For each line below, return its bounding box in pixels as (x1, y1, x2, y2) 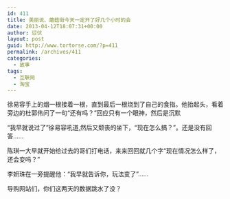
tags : (7, 67, 23, 74)
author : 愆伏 (7, 29, 43, 36)
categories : (7, 55, 41, 62)
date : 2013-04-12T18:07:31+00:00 (7, 23, 103, 30)
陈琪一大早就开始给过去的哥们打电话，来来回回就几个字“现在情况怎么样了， (7, 147, 221, 155)
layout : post (7, 36, 45, 43)
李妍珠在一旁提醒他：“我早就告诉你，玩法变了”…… (7, 170, 149, 178)
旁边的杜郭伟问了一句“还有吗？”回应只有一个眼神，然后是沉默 (7, 109, 181, 117)
